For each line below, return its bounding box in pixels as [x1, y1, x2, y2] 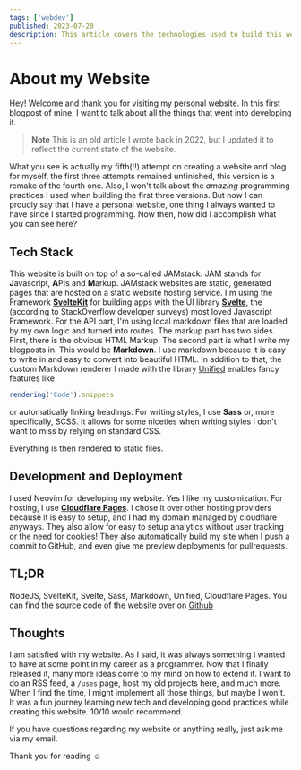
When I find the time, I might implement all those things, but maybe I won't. [9, 688, 286, 698]
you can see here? [9, 219, 78, 229]
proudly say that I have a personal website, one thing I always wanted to [9, 199, 276, 211]
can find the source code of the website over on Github [9, 600, 213, 610]
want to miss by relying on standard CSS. [9, 426, 162, 436]
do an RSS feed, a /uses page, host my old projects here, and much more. [9, 678, 282, 688]
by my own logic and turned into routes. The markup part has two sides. [9, 325, 276, 336]
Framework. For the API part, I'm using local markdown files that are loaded [9, 316, 288, 327]
